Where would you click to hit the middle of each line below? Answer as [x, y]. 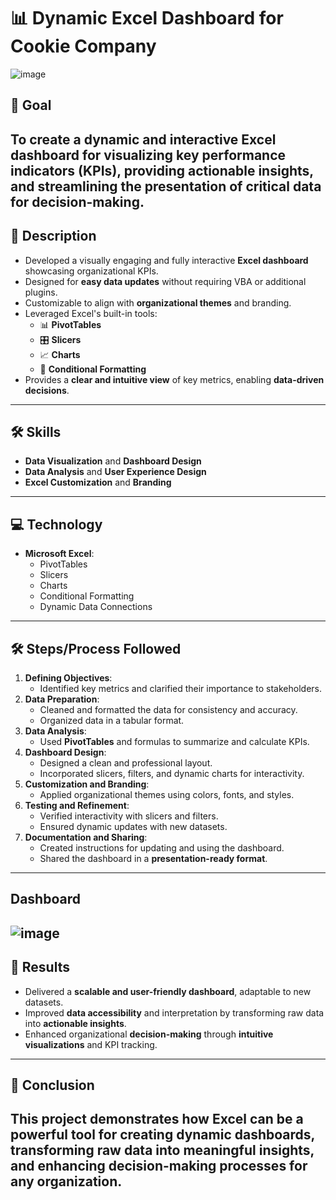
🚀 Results [40, 967]
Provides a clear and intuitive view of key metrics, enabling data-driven [174, 379]
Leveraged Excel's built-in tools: [91, 313]
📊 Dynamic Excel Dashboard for [147, 18]
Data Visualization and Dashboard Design [113, 461]
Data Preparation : [62, 699]
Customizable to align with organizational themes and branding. [158, 302]
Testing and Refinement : [77, 805]
